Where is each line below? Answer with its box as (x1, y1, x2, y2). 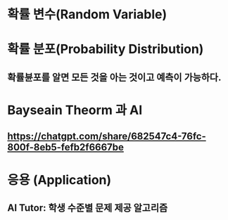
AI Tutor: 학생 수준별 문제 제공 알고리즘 (7, 202, 168, 214)
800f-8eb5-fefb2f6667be (7, 141, 125, 153)
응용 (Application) (7, 172, 112, 188)
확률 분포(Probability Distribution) (7, 41, 204, 57)
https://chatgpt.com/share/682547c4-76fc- (7, 131, 206, 143)
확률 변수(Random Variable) (7, 6, 167, 22)
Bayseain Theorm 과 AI (7, 102, 143, 118)
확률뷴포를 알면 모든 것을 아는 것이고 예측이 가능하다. (7, 71, 222, 83)
